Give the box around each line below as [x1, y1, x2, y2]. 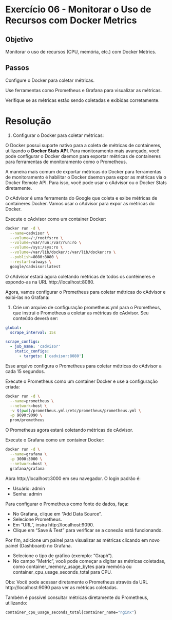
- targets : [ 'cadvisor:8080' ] [18, 353, 84, 359]
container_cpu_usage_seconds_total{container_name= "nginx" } [5, 610, 137, 615]
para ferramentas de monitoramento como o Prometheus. [5, 158, 127, 165]
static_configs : [14, 349, 50, 354]
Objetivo [5, 35, 33, 44]
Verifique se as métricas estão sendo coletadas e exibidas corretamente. [5, 97, 160, 103]
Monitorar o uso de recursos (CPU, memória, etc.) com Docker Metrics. [5, 49, 157, 55]
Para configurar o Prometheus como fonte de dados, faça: [5, 501, 129, 507]
